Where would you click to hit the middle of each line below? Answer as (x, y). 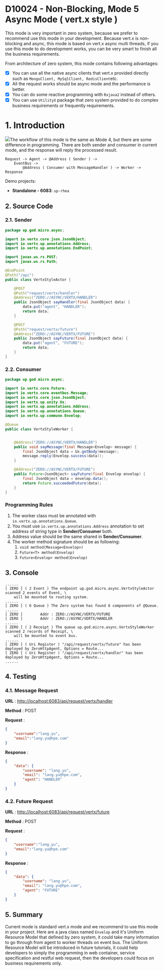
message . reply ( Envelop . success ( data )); (63, 456)
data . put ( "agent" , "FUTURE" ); (53, 343)
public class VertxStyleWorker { (39, 429)
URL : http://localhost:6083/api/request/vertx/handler (59, 701)
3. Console (22, 573)
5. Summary (24, 915)
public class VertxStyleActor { (38, 279)
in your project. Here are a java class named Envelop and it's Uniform (74, 932)
